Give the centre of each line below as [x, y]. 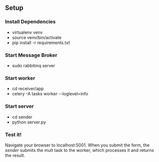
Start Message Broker [31, 55]
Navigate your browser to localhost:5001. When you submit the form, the [77, 145]
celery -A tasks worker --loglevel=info [50, 94]
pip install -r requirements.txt [41, 43]
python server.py [29, 122]
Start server [19, 106]
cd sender [22, 117]
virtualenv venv [27, 32]
